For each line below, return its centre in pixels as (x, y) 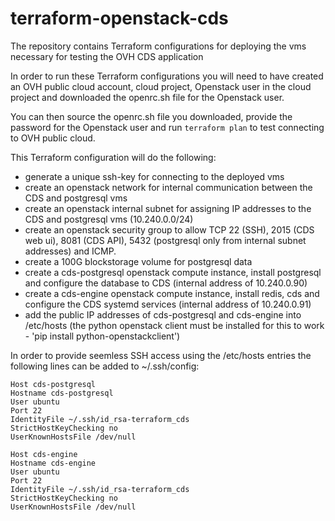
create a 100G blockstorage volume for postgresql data (138, 261)
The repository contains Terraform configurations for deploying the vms (158, 46)
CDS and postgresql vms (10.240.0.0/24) (109, 219)
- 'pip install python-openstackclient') (102, 336)
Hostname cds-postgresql (62, 393)
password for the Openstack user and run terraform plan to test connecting (167, 127)
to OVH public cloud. (53, 138)
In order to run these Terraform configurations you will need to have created (167, 76)
